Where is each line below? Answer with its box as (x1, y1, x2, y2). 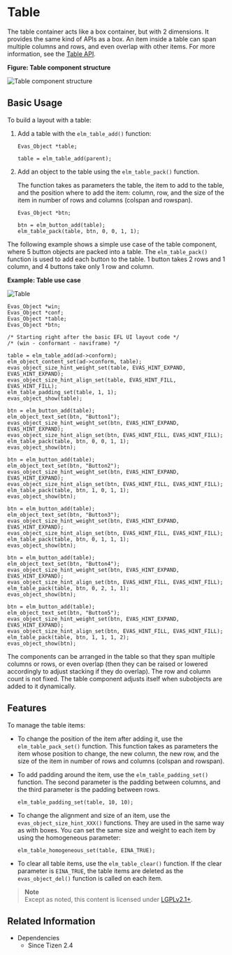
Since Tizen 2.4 (27, 941, 73, 949)
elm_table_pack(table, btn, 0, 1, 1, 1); (7, 536, 130, 543)
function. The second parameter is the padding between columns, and (17, 778, 221, 786)
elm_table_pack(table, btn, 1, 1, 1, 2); (7, 634, 130, 641)
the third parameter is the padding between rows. (17, 785, 161, 793)
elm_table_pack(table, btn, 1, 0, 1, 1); (7, 487, 130, 494)
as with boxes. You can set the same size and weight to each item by (17, 825, 216, 834)
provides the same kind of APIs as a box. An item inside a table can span (7, 34, 217, 43)
